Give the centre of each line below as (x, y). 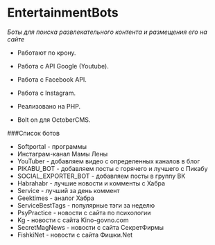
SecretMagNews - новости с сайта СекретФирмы (91, 227)
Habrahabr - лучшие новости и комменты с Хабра (91, 183)
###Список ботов (34, 133)
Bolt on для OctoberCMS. (54, 120)
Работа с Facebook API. (52, 79)
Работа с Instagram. (46, 93)
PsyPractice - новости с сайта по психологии (84, 212)
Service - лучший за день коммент (68, 190)
